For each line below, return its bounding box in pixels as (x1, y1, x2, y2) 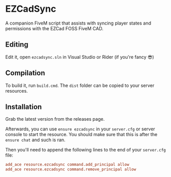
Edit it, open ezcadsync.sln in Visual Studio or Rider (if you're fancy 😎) (5, 54, 155, 60)
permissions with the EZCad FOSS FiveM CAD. (5, 25, 103, 31)
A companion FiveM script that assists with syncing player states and (5, 20, 152, 26)
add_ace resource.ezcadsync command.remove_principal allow (5, 167, 137, 172)
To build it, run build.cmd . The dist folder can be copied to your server (5, 82, 155, 88)
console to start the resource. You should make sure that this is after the (5, 131, 158, 138)
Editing (5, 40, 29, 49)
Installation (5, 102, 42, 111)
